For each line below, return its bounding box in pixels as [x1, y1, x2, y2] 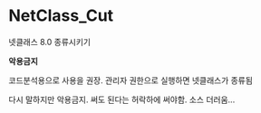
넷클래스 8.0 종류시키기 [8, 36, 92, 47]
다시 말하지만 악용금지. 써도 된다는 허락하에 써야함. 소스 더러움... [8, 94, 236, 105]
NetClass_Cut [8, 5, 114, 26]
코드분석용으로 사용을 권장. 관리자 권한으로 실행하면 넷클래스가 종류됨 [8, 74, 253, 86]
